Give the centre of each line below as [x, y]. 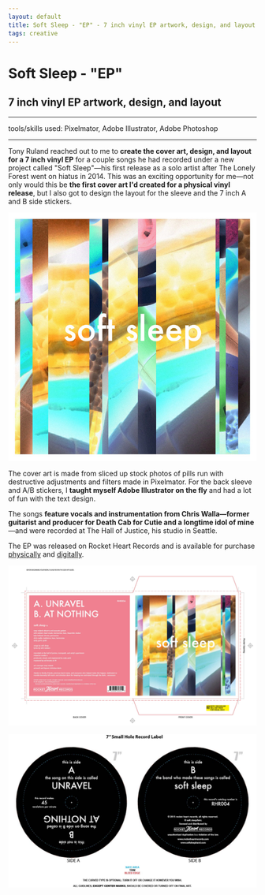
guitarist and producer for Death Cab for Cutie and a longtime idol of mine [131, 522]
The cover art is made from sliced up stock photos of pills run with [116, 474]
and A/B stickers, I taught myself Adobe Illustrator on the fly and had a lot [130, 490]
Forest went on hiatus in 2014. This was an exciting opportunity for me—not [131, 177]
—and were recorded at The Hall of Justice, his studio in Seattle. [113, 531]
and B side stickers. [40, 202]
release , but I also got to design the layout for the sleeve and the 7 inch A [127, 193]
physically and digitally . [46, 554]
